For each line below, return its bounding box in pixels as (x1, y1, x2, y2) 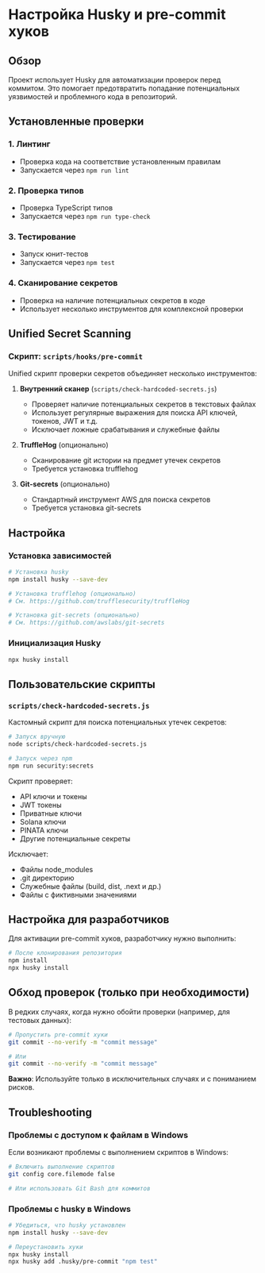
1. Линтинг (8, 139, 51, 150)
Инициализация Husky (8, 637, 102, 648)
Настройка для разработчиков (8, 913, 170, 926)
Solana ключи (19, 817, 67, 826)
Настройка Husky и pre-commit (8, 6, 226, 24)
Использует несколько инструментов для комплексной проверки (19, 304, 244, 313)
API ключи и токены (19, 791, 87, 801)
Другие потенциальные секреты (19, 833, 131, 843)
